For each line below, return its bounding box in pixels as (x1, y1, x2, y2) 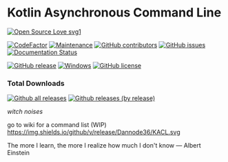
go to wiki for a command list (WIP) (7, 121, 107, 129)
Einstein (7, 149, 30, 157)
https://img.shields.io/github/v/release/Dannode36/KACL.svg (7, 128, 180, 137)
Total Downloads (7, 78, 65, 88)
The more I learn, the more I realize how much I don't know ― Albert (7, 141, 201, 150)
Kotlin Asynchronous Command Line (7, 5, 222, 21)
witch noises (7, 108, 43, 116)
